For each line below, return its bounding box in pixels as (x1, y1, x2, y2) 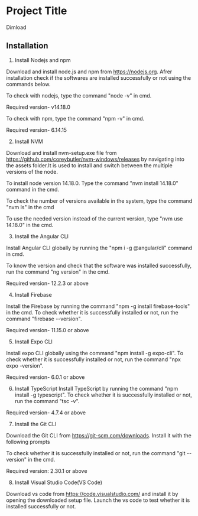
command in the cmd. (6, 186, 59, 193)
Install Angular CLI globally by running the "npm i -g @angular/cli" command (6, 244, 193, 251)
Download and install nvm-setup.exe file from (6, 149, 117, 156)
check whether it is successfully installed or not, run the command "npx (6, 356, 181, 363)
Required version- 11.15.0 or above (6, 326, 89, 333)
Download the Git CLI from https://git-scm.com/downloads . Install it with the (6, 431, 192, 439)
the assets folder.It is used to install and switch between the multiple (6, 161, 173, 169)
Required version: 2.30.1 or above (6, 467, 87, 474)
